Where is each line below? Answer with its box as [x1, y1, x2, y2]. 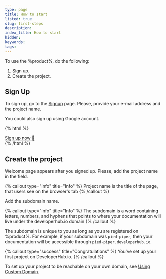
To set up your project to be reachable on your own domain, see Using [5, 263, 150, 270]
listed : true [5, 16, 32, 21]
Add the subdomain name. [5, 198, 60, 204]
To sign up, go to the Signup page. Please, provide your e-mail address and [5, 101, 161, 107]
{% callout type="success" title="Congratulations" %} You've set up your [5, 248, 157, 255]
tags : [5, 44, 16, 49]
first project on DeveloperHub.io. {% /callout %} [5, 254, 104, 260]
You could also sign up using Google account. [5, 116, 100, 122]
